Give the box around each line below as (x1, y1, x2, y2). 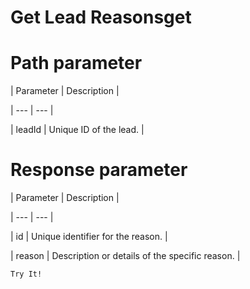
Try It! (10, 269, 43, 280)
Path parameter (10, 52, 143, 75)
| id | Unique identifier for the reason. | (10, 231, 168, 243)
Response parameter (10, 159, 188, 181)
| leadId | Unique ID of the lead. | (10, 124, 145, 136)
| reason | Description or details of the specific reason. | (10, 250, 241, 262)
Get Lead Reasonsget (10, 6, 192, 29)
